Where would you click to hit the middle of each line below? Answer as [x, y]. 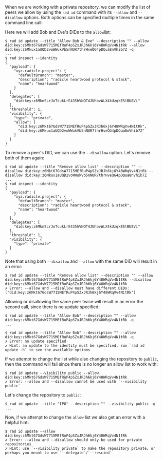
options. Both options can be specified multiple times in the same [89, 17]
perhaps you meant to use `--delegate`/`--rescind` [58, 453]
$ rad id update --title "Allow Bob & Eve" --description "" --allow [77, 41]
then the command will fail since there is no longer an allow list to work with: [81, 364]
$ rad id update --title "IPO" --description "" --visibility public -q [80, 404]
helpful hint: [17, 422]
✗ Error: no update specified [36, 341]
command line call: [24, 22]
